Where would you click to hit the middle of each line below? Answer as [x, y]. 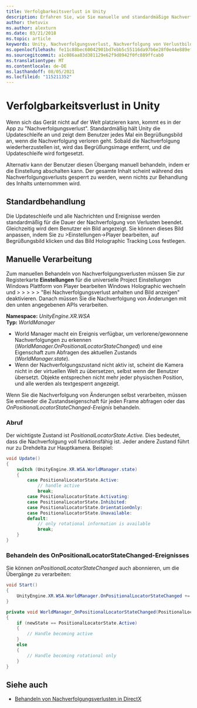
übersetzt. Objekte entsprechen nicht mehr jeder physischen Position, [99, 377]
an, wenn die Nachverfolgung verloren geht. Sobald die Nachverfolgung [93, 141]
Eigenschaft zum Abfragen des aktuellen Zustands [76, 352]
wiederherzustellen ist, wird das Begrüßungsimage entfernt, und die [88, 147]
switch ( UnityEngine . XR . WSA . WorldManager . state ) [77, 469]
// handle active [59, 486]
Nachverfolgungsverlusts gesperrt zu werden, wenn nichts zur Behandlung [97, 177]
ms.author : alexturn [31, 28]
